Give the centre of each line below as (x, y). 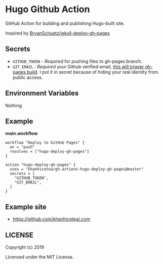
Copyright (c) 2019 (25, 247)
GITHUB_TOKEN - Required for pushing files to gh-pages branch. (77, 61)
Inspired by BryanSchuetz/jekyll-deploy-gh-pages (57, 33)
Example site (26, 207)
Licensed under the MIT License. (39, 257)
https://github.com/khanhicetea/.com (51, 219)
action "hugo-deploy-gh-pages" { (40, 165)
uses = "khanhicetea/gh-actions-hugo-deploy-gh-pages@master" (77, 169)
